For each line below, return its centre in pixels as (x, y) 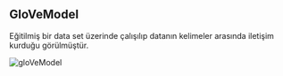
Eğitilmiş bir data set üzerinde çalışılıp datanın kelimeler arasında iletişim (142, 35)
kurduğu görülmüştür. (49, 45)
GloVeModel (44, 15)
